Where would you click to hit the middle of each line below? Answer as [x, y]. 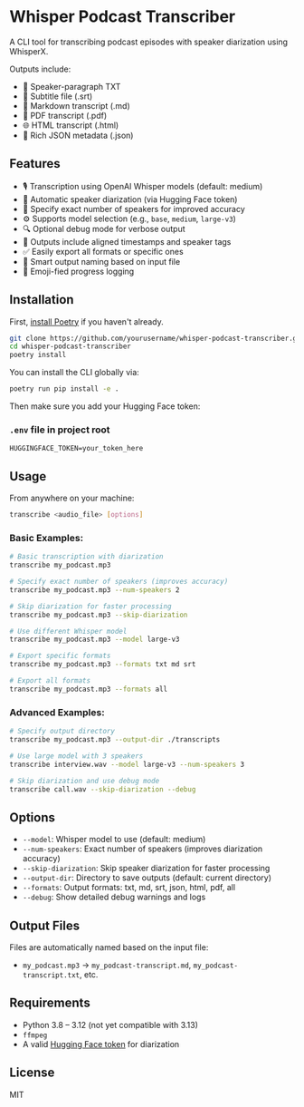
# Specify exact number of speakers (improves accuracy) [119, 582]
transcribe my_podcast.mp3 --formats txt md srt [103, 665]
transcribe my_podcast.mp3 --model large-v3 [95, 640]
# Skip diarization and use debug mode [85, 781]
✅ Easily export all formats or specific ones [103, 251]
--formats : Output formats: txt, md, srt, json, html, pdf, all [129, 888]
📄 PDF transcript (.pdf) [64, 115]
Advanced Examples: [57, 712]
